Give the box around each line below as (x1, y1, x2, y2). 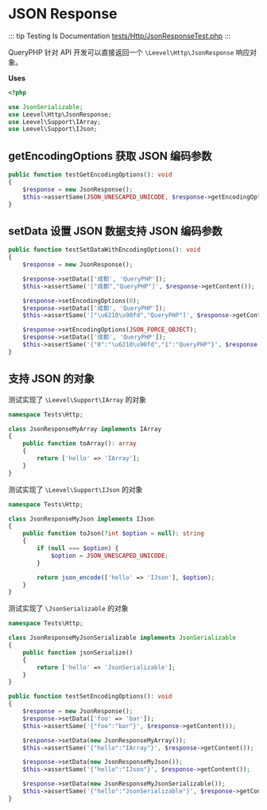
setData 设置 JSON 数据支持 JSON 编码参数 (8, 224, 222, 238)
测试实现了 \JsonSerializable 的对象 (8, 603, 129, 613)
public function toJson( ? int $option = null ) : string (22, 529, 204, 537)
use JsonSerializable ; (8, 103, 83, 111)
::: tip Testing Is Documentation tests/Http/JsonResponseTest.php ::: (8, 31, 231, 41)
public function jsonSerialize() (22, 649, 133, 657)
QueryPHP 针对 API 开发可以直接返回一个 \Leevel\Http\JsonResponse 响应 (8, 47, 250, 56)
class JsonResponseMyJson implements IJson (8, 514, 155, 523)
